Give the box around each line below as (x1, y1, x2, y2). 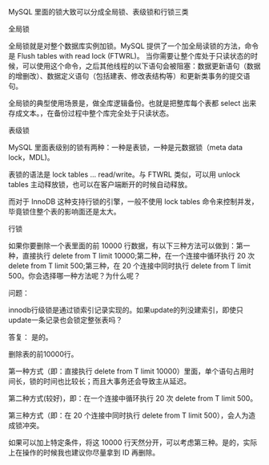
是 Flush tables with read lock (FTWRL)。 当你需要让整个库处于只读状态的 (8, 51, 251, 60)
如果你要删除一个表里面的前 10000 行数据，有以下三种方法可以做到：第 (8, 241, 243, 251)
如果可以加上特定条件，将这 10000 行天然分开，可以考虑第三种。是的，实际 (8, 438, 258, 447)
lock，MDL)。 (8, 153, 54, 162)
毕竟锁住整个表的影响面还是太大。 (8, 207, 121, 216)
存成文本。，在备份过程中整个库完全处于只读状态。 (8, 108, 174, 118)
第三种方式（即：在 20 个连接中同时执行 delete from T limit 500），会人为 (8, 410, 249, 420)
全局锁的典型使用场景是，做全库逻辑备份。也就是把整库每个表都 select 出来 (8, 99, 257, 108)
